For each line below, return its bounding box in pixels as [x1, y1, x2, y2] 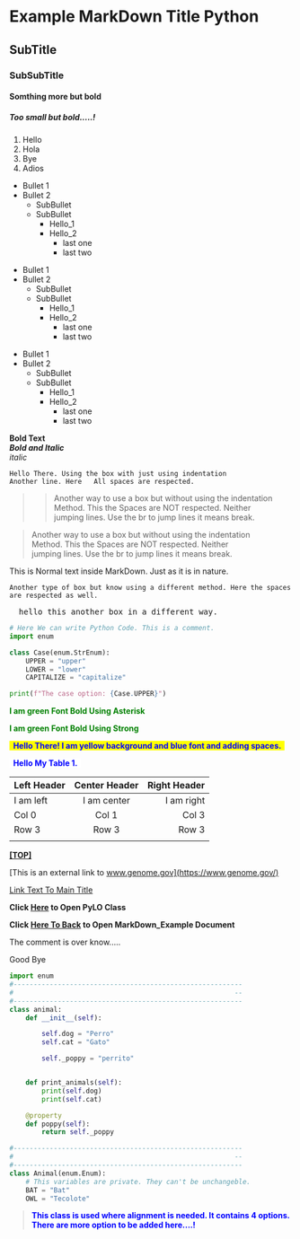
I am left [13, 795, 48, 807]
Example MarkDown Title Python [9, 6, 260, 27]
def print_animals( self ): [25, 1078, 123, 1087]
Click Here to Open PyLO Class [9, 902, 127, 913]
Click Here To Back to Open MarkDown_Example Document [9, 919, 235, 930]
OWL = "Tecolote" [25, 1194, 91, 1203]
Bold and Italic [9, 443, 65, 453]
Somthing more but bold [9, 92, 101, 102]
